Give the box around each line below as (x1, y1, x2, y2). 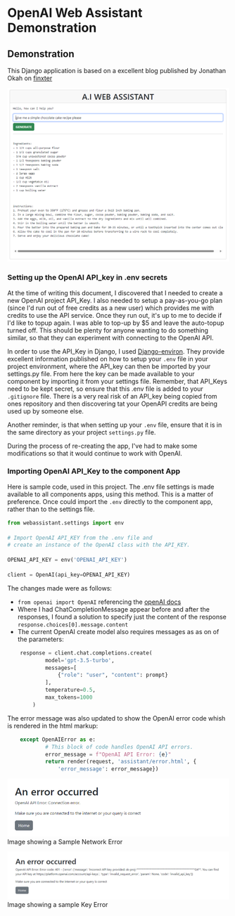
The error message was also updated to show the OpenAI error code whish (7, 714, 226, 722)
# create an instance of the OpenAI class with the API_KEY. (7, 541, 191, 549)
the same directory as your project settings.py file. (7, 427, 156, 437)
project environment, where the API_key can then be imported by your (7, 362, 211, 370)
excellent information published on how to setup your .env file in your (7, 354, 208, 363)
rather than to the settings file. (7, 505, 95, 513)
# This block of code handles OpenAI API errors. (44, 743, 193, 750)
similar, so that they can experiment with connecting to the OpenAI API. (7, 333, 214, 342)
